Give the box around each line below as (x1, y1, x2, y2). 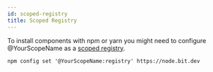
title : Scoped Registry (7, 17, 78, 24)
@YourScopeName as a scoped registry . (7, 44, 126, 52)
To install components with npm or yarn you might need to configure (7, 36, 207, 44)
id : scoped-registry (7, 10, 68, 18)
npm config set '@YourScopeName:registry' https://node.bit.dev (7, 57, 200, 64)
